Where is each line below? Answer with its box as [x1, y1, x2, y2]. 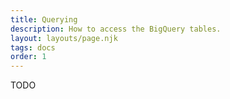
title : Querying [10, 14, 78, 25]
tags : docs [10, 42, 56, 53]
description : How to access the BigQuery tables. [10, 24, 222, 34]
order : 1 [10, 52, 47, 62]
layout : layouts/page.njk [10, 33, 118, 43]
